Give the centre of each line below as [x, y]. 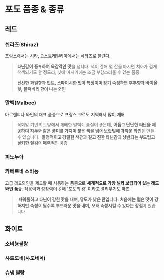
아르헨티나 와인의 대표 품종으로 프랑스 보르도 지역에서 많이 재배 [65, 115]
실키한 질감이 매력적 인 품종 [42, 143]
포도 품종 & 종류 [35, 10]
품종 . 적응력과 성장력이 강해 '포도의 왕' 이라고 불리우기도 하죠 [72, 189]
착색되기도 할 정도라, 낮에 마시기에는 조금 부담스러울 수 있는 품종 [78, 72]
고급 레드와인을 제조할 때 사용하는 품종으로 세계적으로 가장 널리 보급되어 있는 [78, 183]
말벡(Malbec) [21, 103]
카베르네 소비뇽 [22, 171]
